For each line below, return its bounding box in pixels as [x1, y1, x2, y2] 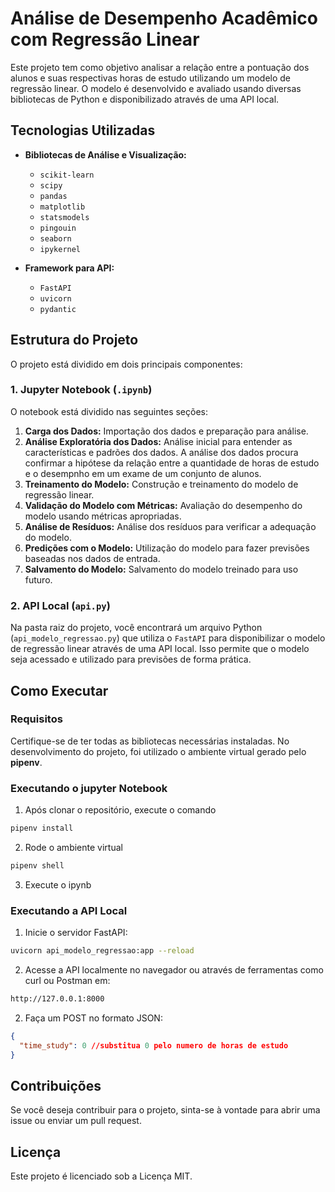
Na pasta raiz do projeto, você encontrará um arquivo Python [10, 622, 263, 634]
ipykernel [39, 244, 82, 254]
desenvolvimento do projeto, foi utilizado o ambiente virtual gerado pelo [10, 745, 307, 757]
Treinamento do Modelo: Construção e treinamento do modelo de [24, 478, 299, 490]
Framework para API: [24, 262, 115, 274]
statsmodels [39, 212, 90, 222]
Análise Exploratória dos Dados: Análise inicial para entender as [24, 435, 293, 447]
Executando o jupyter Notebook [10, 781, 168, 795]
